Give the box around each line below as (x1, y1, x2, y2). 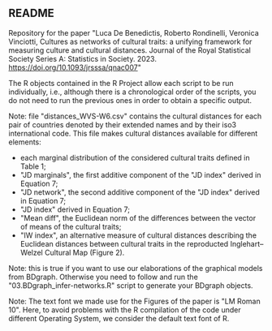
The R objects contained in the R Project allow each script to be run (8, 78, 234, 88)
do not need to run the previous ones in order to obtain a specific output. (8, 95, 252, 105)
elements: (8, 137, 42, 147)
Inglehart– (230, 239, 264, 248)
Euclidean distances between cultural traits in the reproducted (19, 239, 229, 248)
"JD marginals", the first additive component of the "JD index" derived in (19, 170, 261, 179)
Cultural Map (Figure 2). (44, 247, 125, 257)
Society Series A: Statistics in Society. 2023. (8, 54, 157, 63)
